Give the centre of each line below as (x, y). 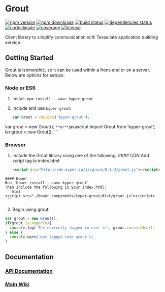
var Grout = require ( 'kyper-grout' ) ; (51, 117)
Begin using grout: (31, 209)
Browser (16, 145)
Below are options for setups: (35, 75)
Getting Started (29, 58)
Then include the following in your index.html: (56, 188)
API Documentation (29, 271)
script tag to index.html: (36, 161)
